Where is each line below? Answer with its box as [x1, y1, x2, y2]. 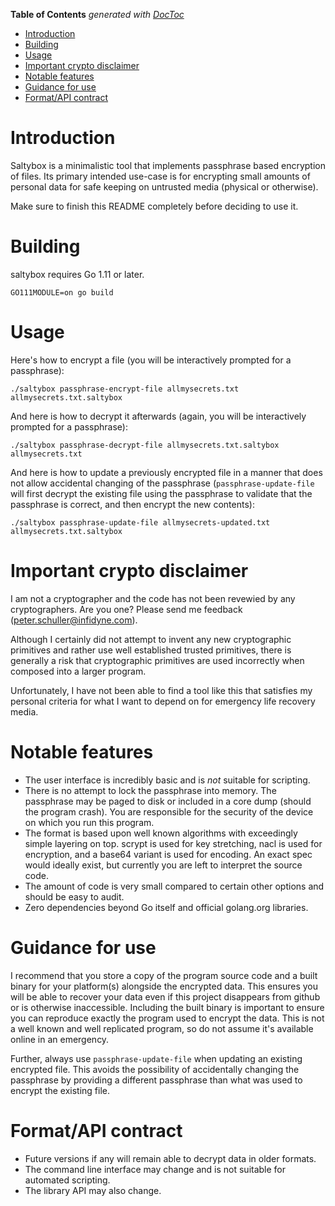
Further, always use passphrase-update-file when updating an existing [10, 1052, 303, 1064]
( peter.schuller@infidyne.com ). [10, 614, 138, 626]
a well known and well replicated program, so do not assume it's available [10, 1022, 314, 1034]
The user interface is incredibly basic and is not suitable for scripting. [24, 774, 311, 786]
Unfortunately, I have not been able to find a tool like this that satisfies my [10, 684, 313, 696]
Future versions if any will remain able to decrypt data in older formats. [24, 1152, 317, 1164]
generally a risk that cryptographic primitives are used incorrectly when [10, 654, 305, 666]
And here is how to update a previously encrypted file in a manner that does [10, 466, 323, 478]
